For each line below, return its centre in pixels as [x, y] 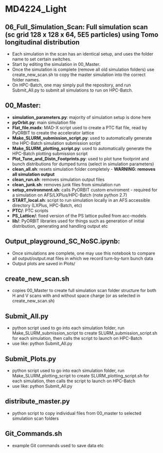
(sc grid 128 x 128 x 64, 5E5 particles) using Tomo [82, 34]
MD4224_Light [36, 9]
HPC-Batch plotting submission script [50, 153]
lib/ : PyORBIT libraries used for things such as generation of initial [78, 221]
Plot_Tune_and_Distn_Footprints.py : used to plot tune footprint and [81, 158]
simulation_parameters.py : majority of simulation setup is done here [81, 117]
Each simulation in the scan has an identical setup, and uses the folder [83, 54]
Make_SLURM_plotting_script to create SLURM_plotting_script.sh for [81, 376]
